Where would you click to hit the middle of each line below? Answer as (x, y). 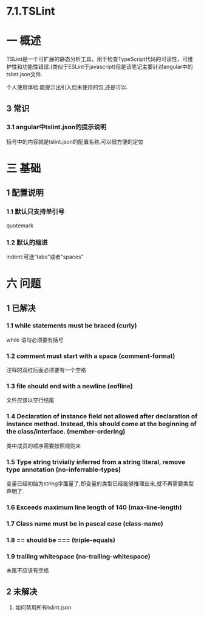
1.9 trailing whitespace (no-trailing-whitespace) (78, 556)
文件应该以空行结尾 (30, 400)
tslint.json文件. (24, 74)
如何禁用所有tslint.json (43, 607)
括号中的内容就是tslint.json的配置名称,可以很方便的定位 (75, 141)
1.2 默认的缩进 (27, 242)
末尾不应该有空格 (28, 571)
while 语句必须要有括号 (35, 340)
